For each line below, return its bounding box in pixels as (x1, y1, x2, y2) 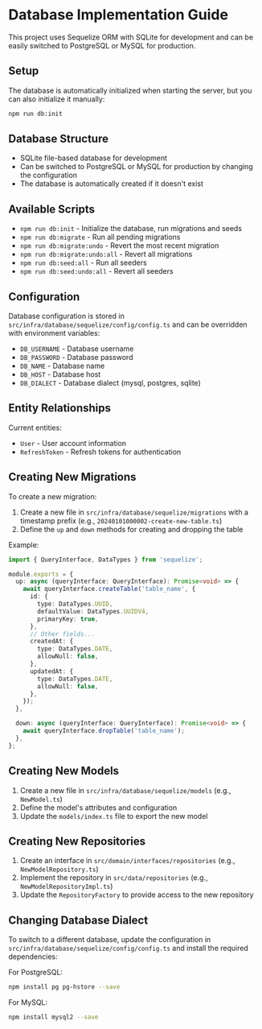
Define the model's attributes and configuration (19, 803, 178, 812)
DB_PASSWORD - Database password (19, 353, 133, 362)
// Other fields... (29, 630, 95, 638)
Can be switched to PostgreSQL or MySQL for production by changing (19, 162, 253, 171)
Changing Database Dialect (8, 913, 149, 927)
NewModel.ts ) (19, 794, 63, 804)
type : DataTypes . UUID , (37, 600, 113, 609)
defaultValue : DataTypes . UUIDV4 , (37, 607, 149, 615)
